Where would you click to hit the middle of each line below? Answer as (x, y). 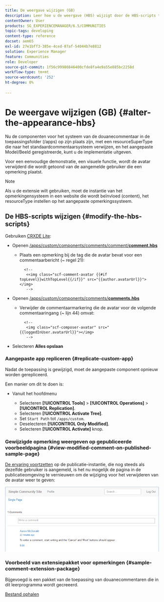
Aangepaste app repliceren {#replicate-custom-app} (69, 359)
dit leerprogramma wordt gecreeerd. (42, 584)
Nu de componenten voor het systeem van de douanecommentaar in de (78, 136)
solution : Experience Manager (36, 51)
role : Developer (21, 62)
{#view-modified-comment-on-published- (99, 448)
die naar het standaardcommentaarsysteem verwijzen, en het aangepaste (79, 147)
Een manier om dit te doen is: (34, 384)
